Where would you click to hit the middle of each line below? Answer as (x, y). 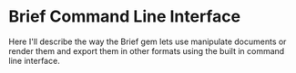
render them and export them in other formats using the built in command (147, 50)
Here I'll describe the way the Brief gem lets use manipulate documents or (148, 41)
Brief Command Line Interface (125, 17)
